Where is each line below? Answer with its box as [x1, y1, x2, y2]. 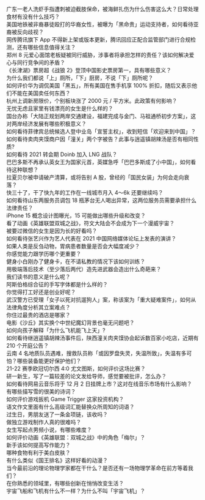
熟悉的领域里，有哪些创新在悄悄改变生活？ [16, 480, 124, 487]
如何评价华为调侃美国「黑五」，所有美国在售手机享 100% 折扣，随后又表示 [6, 82, 192, 89]
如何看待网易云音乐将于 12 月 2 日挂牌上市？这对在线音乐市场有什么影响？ [6, 380, 192, 387]
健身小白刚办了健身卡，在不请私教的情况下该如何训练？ [6, 258, 145, 265]
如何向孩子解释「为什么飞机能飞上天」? [6, 327, 106, 334]
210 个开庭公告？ [6, 342, 49, 349]
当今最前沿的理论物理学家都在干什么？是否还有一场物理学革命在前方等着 [6, 465, 188, 471]
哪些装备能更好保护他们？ [16, 357, 81, 364]
